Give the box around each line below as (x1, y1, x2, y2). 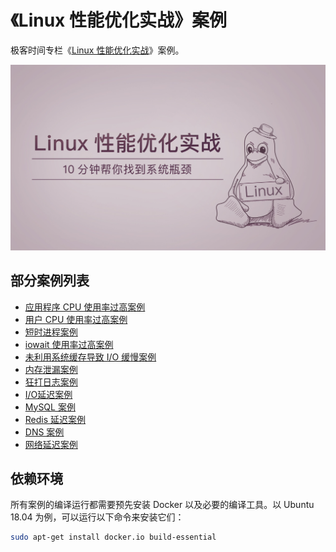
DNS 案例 (24, 426, 65, 438)
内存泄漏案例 (24, 363, 78, 375)
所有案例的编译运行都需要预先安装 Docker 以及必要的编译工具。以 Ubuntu (10, 499, 315, 511)
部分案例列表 (10, 272, 90, 290)
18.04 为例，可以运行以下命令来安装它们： (10, 511, 185, 523)
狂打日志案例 (24, 376, 78, 388)
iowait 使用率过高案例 (24, 338, 114, 350)
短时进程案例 (24, 326, 78, 338)
